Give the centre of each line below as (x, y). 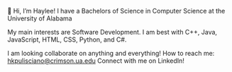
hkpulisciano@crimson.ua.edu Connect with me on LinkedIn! (96, 61)
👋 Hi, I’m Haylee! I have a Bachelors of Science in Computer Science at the (116, 11)
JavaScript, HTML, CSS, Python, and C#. (67, 40)
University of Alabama (40, 18)
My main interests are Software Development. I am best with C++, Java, (112, 32)
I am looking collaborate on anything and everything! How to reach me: (111, 53)
